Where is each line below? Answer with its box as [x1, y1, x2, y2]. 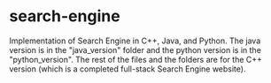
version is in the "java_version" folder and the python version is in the [9, 44, 261, 55]
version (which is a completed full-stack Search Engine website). [9, 64, 246, 74]
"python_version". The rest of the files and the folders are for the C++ [9, 54, 263, 64]
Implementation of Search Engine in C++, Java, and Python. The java [9, 35, 261, 46]
